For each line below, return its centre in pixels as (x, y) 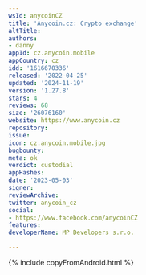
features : (25, 225)
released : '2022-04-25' (48, 76)
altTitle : (25, 31)
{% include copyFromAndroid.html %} (71, 263)
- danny (21, 46)
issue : (19, 135)
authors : (23, 38)
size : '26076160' (37, 113)
